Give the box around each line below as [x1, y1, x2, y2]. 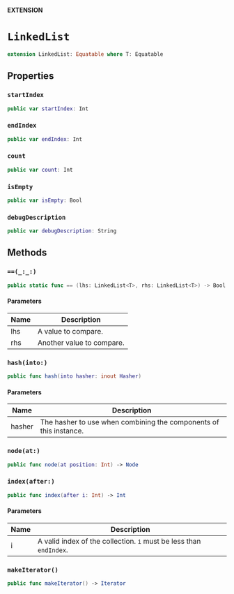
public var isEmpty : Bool [7, 197, 82, 205]
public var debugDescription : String [7, 228, 117, 235]
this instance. [40, 426, 84, 436]
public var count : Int [7, 166, 73, 173]
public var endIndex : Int [7, 135, 82, 142]
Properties [7, 70, 54, 82]
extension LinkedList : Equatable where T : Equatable [7, 50, 164, 58]
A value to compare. [37, 326, 103, 336]
